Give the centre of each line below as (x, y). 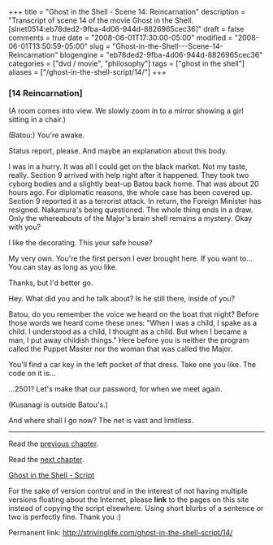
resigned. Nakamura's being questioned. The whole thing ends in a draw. (131, 210)
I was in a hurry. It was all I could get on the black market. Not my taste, (128, 167)
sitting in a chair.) (37, 119)
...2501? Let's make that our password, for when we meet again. (115, 389)
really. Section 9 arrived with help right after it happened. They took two (129, 175)
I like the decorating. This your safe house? (80, 243)
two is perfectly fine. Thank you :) (65, 517)
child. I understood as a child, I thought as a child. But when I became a (128, 331)
